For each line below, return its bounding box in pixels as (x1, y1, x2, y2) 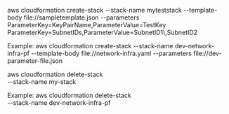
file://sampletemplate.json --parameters (23, 13, 140, 22)
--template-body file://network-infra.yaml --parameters (31, 49, 192, 57)
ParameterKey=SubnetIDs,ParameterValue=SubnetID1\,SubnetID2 (7, 28, 198, 36)
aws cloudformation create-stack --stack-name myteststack (7, 6, 183, 14)
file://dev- (192, 49, 223, 57)
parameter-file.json (7, 57, 63, 65)
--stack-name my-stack (7, 78, 77, 86)
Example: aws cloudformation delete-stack (7, 91, 131, 99)
